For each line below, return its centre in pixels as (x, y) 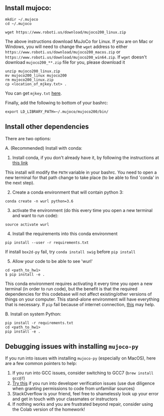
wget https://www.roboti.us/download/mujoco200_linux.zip (66, 32)
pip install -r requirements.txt (39, 323)
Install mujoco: (28, 8)
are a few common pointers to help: (41, 364)
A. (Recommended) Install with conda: (44, 148)
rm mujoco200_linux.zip (29, 80)
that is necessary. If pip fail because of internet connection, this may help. (80, 304)
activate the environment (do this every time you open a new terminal (82, 210)
